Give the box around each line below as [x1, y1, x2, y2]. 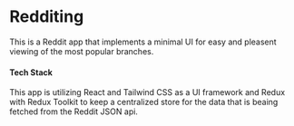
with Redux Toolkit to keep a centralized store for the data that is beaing [9, 97, 279, 108]
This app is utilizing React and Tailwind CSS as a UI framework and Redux [9, 87, 286, 98]
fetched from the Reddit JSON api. [9, 106, 139, 117]
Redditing [9, 6, 84, 27]
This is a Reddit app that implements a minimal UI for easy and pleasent [9, 36, 277, 47]
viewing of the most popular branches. [9, 45, 154, 56]
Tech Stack [9, 66, 53, 78]
